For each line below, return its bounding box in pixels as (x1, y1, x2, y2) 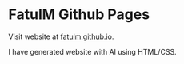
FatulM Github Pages (8, 6, 150, 24)
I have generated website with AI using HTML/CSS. (8, 47, 178, 56)
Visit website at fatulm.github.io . (8, 32, 114, 41)
